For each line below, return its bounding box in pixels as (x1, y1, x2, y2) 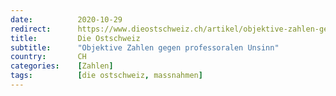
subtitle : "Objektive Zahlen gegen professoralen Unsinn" (10, 42, 280, 53)
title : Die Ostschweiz (10, 33, 141, 43)
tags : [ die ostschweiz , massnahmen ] (10, 71, 203, 81)
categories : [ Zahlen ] (10, 61, 114, 71)
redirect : (10, 24, 52, 34)
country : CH (10, 52, 87, 62)
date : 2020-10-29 (10, 14, 123, 25)
